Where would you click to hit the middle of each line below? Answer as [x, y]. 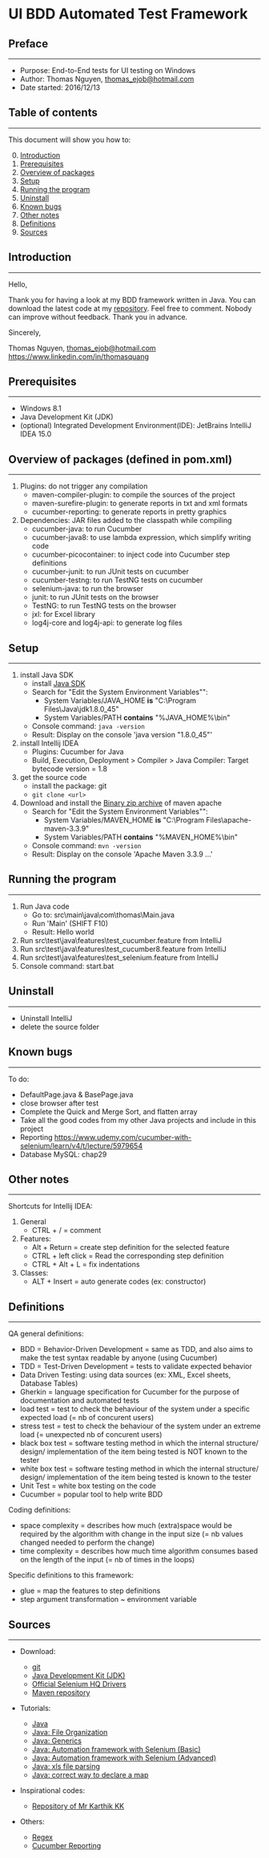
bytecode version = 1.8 [70, 769]
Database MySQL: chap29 [63, 1154]
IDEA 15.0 [36, 434]
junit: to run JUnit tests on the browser [95, 597]
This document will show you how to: [70, 139]
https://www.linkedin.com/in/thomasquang [79, 356]
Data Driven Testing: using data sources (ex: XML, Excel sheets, [125, 1375]
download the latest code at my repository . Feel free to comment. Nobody [130, 308]
